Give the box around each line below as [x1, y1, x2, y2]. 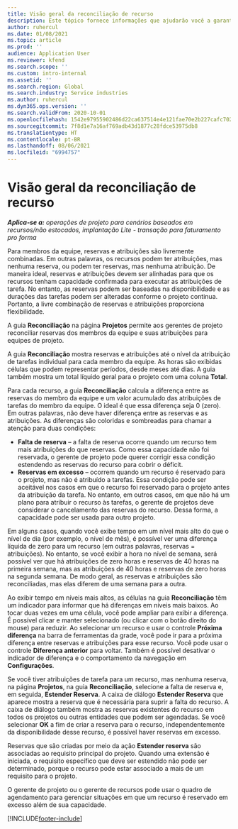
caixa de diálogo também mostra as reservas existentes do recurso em [7, 705, 215, 713]
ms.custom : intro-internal [7, 70, 87, 77]
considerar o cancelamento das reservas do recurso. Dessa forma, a [17, 505, 218, 514]
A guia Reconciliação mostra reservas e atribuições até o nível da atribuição [7, 349, 231, 358]
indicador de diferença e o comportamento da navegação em [7, 654, 186, 662]
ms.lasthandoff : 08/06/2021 [7, 143, 91, 150]
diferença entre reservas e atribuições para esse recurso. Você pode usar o [7, 638, 229, 647]
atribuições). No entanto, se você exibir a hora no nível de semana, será [7, 549, 217, 558]
